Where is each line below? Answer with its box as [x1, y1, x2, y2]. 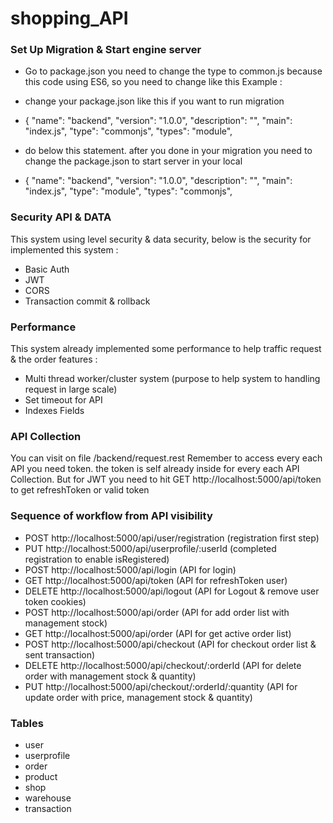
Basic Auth [24, 263, 70, 275]
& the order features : [10, 353, 98, 366]
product [24, 770, 58, 782]
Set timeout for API [24, 394, 103, 406]
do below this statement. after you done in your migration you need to [24, 145, 313, 157]
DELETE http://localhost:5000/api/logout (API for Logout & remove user [24, 585, 320, 597]
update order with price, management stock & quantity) [24, 691, 253, 703]
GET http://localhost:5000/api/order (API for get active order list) [24, 627, 292, 639]
